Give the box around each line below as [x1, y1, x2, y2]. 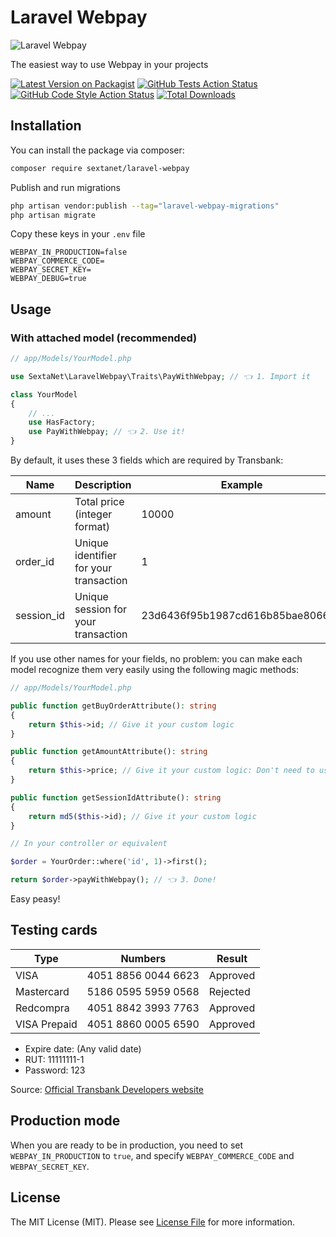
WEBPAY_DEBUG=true [10, 274, 87, 284]
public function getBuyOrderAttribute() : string [10, 701, 217, 711]
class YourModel [10, 389, 78, 400]
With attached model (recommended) [10, 331, 198, 345]
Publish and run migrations [10, 181, 121, 193]
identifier [74, 549, 117, 563]
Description [74, 478, 132, 492]
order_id [15, 555, 55, 569]
